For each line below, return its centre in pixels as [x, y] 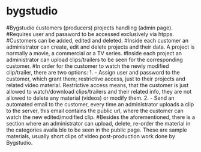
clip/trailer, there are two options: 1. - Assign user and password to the [93, 72]
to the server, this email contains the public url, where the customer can [95, 111]
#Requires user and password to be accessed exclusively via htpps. [90, 34]
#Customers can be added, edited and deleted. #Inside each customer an [97, 40]
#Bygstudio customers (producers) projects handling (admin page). [89, 28]
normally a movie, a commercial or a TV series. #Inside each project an [94, 53]
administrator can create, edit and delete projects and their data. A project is [100, 47]
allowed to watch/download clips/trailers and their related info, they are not [99, 91]
